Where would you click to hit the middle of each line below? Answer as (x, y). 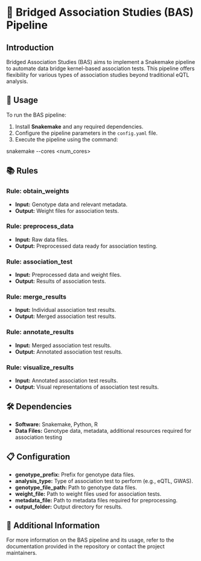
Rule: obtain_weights (38, 191)
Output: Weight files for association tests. (67, 210)
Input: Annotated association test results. (66, 380)
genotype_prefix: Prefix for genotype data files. (75, 475)
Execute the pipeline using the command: (66, 139)
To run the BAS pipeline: (36, 115)
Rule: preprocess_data (40, 226)
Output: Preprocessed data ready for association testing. (86, 246)
